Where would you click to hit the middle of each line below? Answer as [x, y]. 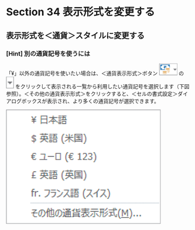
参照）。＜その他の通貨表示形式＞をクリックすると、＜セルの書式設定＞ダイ [97, 94]
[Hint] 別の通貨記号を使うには [48, 53]
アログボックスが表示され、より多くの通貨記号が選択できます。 [83, 101]
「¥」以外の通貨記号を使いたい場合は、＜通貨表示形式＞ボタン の [95, 73]
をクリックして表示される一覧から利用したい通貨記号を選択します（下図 [102, 86]
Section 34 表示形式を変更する [81, 12]
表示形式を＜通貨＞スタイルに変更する [75, 35]
